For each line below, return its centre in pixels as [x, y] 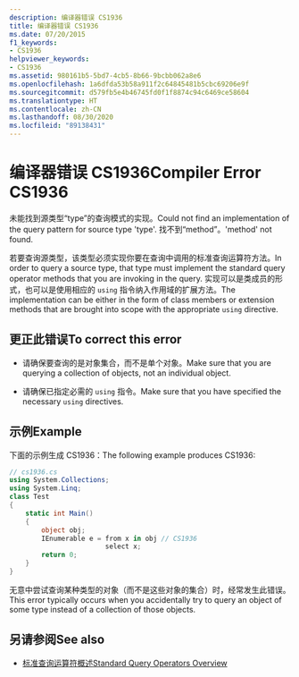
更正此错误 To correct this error [96, 339]
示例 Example [46, 432]
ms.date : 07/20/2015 [48, 34]
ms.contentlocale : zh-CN [55, 109]
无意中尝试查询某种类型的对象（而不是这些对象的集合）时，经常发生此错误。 [150, 589]
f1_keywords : [33, 42]
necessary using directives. [73, 401]
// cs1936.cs [33, 472]
